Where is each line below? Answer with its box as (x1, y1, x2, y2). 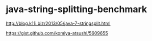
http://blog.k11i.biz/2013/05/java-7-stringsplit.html (6, 20, 111, 26)
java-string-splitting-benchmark (6, 4, 147, 15)
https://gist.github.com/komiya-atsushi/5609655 (6, 30, 109, 36)
